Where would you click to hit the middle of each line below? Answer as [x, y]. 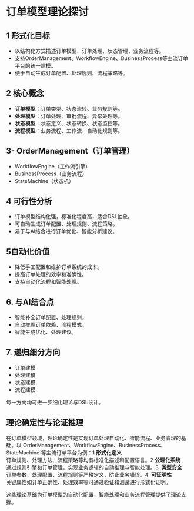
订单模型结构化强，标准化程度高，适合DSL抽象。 [74, 217]
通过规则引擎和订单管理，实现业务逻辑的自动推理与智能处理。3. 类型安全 [94, 467]
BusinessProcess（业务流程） [51, 174]
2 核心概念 [25, 93]
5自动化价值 [28, 252]
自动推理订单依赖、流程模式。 [51, 325]
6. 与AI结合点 [30, 302]
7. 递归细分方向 [33, 352]
